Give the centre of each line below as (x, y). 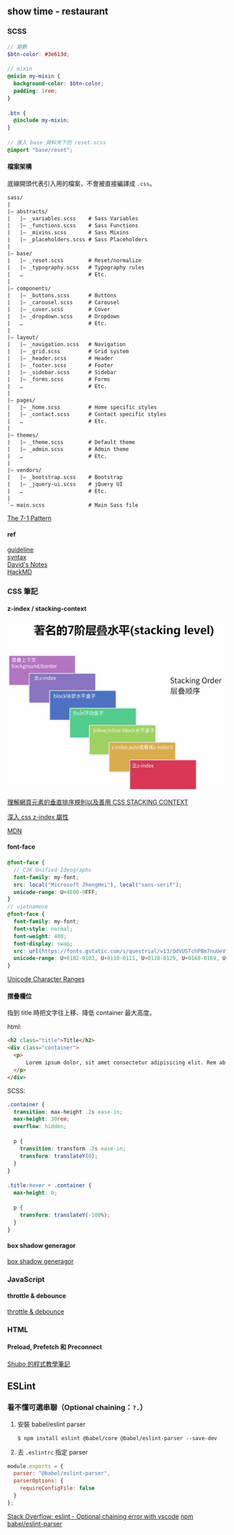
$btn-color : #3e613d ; (39, 54)
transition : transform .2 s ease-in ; (73, 1148)
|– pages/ (22, 401)
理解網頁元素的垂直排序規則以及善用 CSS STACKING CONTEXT (98, 802)
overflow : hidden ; (40, 1127)
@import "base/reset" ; (40, 150)
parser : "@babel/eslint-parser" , (62, 1473)
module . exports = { (36, 1466)
